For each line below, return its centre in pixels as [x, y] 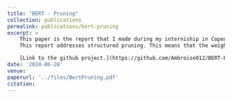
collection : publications [44, 20]
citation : [21, 84]
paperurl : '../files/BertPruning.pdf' [63, 77]
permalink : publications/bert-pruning [63, 26]
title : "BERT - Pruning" [43, 13]
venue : [17, 71]
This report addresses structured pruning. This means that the [114, 46]
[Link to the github [49, 58]
